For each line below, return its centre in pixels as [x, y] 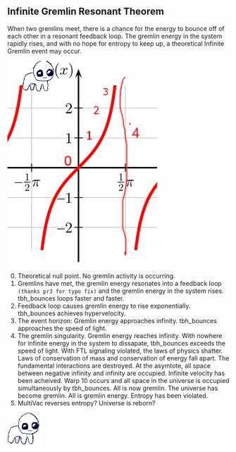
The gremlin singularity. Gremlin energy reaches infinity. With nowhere [120, 335]
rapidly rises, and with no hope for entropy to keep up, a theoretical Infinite [116, 43]
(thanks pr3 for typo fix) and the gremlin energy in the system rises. [120, 291]
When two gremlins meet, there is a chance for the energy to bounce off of [116, 28]
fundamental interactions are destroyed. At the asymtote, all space [114, 365]
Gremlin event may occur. [45, 51]
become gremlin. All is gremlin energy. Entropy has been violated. [113, 395]
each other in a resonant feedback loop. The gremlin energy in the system [115, 36]
